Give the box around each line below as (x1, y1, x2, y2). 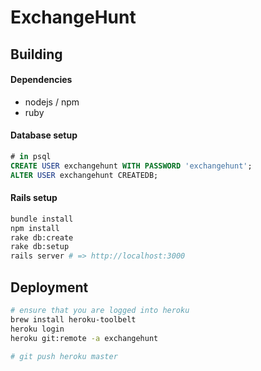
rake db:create (10, 232, 74, 243)
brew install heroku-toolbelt (10, 314, 137, 325)
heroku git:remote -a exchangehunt (10, 333, 159, 343)
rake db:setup (10, 242, 70, 252)
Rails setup (10, 192, 58, 204)
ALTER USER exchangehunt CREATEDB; (10, 170, 159, 180)
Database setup (10, 129, 78, 141)
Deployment (10, 279, 89, 296)
